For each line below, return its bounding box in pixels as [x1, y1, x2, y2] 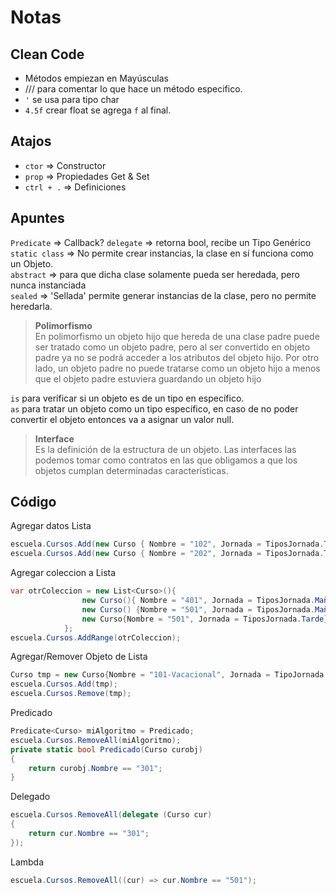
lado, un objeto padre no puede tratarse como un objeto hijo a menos [34, 362, 321, 374]
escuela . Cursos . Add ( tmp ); [10, 679, 118, 690]
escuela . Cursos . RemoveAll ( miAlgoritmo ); [10, 735, 182, 745]
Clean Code [10, 46, 85, 63]
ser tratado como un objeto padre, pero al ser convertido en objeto [34, 341, 311, 353]
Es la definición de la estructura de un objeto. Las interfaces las [34, 443, 297, 455]
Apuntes [10, 210, 65, 227]
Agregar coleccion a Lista [10, 567, 117, 579]
